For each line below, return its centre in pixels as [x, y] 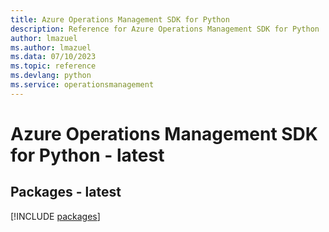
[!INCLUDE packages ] [55, 216]
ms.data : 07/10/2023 [53, 57]
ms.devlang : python [51, 76]
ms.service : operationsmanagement [82, 85]
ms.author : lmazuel [51, 47]
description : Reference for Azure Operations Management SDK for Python [165, 29]
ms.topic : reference [53, 66]
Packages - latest [66, 192]
